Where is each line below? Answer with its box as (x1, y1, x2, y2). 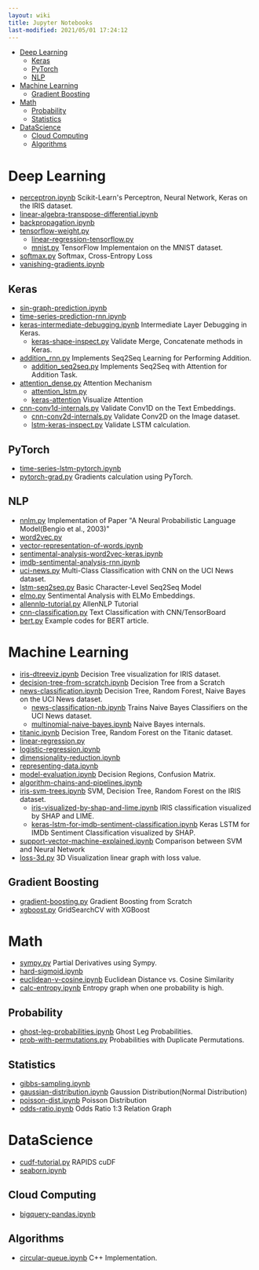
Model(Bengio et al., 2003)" (19, 524, 110, 533)
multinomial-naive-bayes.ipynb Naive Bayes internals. (31, 719, 206, 729)
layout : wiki (8, 11, 51, 20)
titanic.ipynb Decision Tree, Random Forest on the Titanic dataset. (19, 727, 233, 737)
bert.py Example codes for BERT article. (19, 616, 149, 625)
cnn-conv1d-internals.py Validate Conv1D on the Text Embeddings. (19, 404, 236, 413)
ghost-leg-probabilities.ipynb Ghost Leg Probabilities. (19, 1027, 193, 1037)
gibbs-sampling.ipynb (19, 1079, 90, 1089)
